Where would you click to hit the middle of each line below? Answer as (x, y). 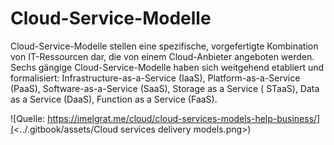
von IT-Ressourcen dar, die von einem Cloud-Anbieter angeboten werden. (162, 56)
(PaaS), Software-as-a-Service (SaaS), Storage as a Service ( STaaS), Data (165, 88)
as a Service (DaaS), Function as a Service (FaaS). (114, 99)
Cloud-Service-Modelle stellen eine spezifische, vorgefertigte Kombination (164, 46)
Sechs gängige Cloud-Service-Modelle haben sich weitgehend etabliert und (167, 67)
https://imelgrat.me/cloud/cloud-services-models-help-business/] (184, 118)
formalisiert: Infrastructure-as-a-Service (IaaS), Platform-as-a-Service (155, 78)
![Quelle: (28, 118)
